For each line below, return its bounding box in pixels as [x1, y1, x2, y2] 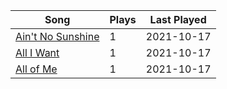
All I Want [15, 46, 60, 59]
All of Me [15, 62, 58, 76]
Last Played [149, 13, 207, 26]
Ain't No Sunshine [15, 30, 100, 43]
